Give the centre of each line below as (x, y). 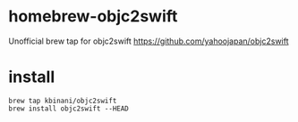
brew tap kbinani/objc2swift (63, 101)
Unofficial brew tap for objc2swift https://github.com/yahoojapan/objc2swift (149, 41)
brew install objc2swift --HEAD (68, 109)
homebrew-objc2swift (93, 16)
